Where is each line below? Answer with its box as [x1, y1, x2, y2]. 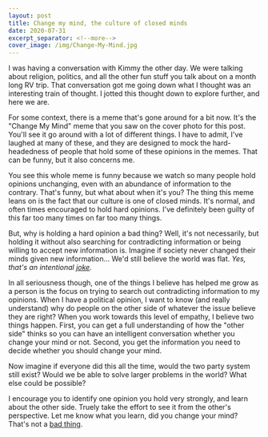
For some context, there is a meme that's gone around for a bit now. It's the [8, 113, 257, 122]
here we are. [8, 97, 50, 107]
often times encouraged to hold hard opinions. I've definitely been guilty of [8, 205, 254, 214]
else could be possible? [8, 379, 86, 388]
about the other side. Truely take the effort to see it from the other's [8, 403, 232, 412]
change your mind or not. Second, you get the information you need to [8, 337, 241, 348]
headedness [8, 147, 50, 157]
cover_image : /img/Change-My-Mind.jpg [8, 42, 138, 50]
